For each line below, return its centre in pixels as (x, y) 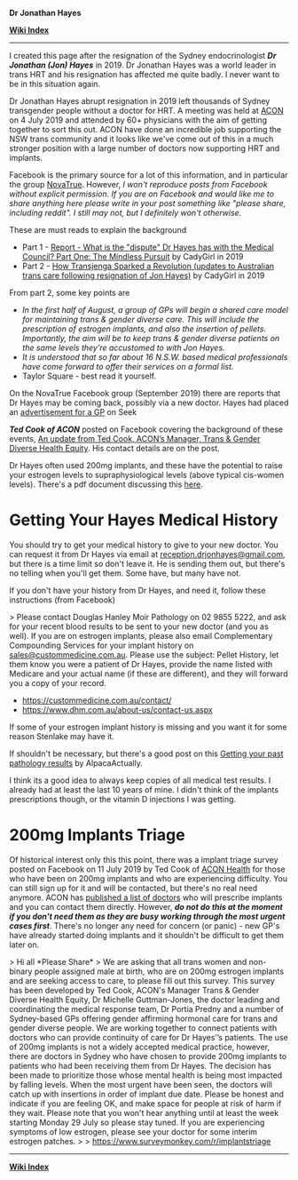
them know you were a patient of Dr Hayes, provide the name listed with (141, 664)
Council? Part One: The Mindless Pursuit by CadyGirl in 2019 (133, 256)
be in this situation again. (55, 84)
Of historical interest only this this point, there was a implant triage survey (144, 859)
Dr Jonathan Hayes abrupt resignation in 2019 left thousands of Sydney (140, 101)
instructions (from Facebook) (63, 600)
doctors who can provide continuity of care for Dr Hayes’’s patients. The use (149, 1037)
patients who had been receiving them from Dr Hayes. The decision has (141, 1065)
